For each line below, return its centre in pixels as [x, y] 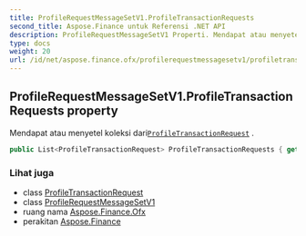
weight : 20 [30, 52]
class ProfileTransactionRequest [83, 192]
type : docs [30, 43]
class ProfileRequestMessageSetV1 [89, 202]
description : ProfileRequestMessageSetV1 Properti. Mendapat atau [138, 34]
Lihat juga [32, 172]
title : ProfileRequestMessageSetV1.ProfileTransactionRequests [132, 18]
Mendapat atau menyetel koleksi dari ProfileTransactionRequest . [132, 133]
